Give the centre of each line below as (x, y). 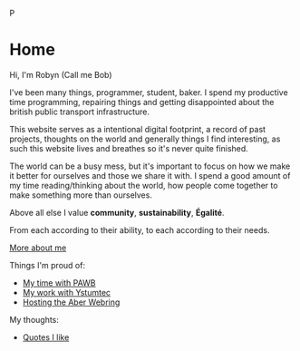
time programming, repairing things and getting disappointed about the (142, 102)
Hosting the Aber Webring (71, 302)
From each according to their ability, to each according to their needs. (140, 229)
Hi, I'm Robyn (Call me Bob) (61, 74)
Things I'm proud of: (48, 265)
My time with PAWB (59, 283)
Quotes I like (46, 337)
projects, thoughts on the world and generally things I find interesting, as (145, 139)
